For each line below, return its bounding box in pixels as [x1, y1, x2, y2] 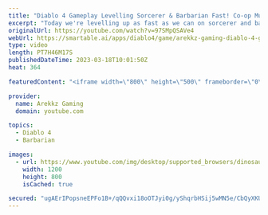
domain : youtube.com [15, 107, 84, 115]
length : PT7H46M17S [8, 49, 73, 57]
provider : [8, 92, 41, 100]
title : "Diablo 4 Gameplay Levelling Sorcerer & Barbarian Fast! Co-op [8, 11, 251, 20]
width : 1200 [22, 165, 62, 174]
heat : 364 [8, 64, 41, 72]
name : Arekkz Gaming [15, 100, 84, 107]
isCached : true [22, 180, 73, 188]
